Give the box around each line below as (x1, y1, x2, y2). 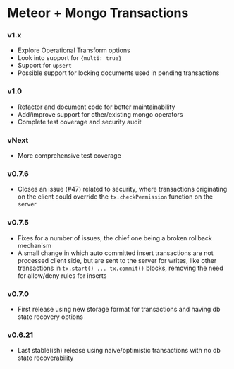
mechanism (17, 241, 51, 250)
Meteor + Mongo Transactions (7, 5, 189, 21)
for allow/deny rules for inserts (17, 271, 107, 280)
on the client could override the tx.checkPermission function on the (17, 192, 214, 201)
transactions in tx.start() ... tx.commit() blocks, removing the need (17, 264, 223, 272)
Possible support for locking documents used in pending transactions (17, 69, 220, 77)
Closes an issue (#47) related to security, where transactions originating (17, 185, 228, 194)
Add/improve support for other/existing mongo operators (17, 110, 183, 118)
